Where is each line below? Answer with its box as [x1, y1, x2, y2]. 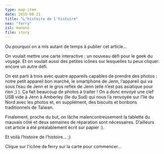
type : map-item [5, 7, 36, 12]
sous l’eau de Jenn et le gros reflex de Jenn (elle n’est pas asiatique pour [5, 84, 153, 89]
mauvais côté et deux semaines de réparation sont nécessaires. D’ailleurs [5, 119, 154, 125]
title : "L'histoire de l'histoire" [5, 16, 78, 21]
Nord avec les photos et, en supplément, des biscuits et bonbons [5, 99, 137, 105]
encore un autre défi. [5, 63, 48, 69]
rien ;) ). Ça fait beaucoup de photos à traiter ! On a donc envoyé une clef [5, 89, 154, 94]
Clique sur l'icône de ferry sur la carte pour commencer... [5, 144, 122, 149]
